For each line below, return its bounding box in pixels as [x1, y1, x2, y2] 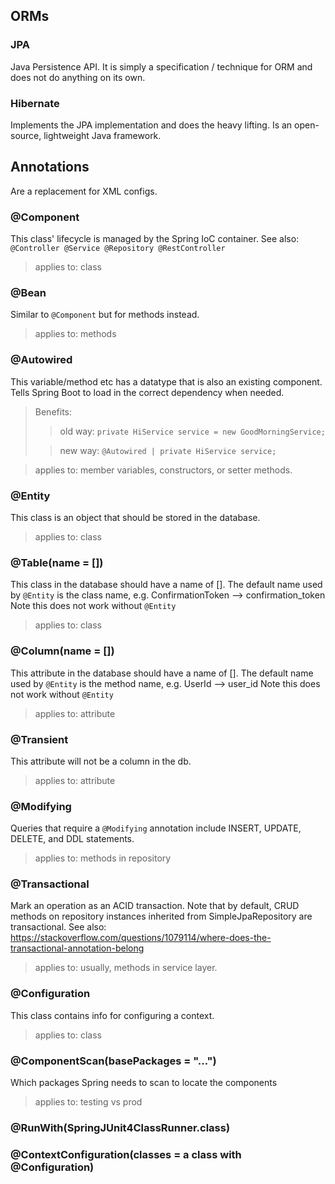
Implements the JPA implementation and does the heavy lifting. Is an [10, 119, 293, 131]
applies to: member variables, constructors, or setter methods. [34, 464, 293, 476]
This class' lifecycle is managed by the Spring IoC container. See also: [10, 233, 300, 245]
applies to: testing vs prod [34, 1096, 143, 1108]
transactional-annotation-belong [10, 942, 145, 954]
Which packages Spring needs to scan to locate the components [10, 1077, 278, 1089]
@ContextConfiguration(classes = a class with [10, 1147, 242, 1161]
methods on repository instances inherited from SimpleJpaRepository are [10, 910, 313, 923]
